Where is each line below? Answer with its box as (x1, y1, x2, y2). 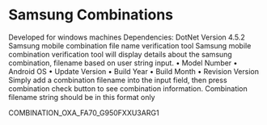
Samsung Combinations (8, 6, 174, 24)
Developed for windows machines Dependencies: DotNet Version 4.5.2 (8, 32, 245, 42)
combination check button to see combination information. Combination (8, 83, 248, 94)
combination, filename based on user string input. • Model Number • (8, 58, 238, 68)
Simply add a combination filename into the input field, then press (8, 75, 228, 85)
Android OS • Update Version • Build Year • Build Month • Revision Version (8, 66, 259, 76)
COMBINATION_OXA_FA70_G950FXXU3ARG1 (8, 107, 159, 118)
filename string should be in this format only (8, 92, 155, 102)
